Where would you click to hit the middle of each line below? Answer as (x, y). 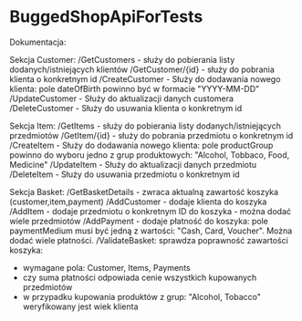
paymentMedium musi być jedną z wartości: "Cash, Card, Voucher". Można (151, 231)
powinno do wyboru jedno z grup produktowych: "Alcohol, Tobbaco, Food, (150, 155)
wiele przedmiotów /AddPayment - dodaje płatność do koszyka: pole (139, 221)
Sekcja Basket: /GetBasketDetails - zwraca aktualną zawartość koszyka (144, 192)
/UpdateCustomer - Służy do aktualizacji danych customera (122, 98)
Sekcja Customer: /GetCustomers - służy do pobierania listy (122, 59)
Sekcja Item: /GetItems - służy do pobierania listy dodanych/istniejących (145, 126)
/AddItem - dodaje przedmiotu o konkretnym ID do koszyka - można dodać (151, 211)
